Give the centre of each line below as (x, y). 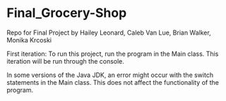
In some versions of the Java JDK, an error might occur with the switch (110, 75)
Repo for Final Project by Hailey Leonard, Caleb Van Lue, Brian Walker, (109, 32)
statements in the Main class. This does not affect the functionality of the (113, 82)
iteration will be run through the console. (66, 61)
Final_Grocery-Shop (67, 13)
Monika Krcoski (29, 40)
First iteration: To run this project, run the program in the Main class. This (113, 54)
